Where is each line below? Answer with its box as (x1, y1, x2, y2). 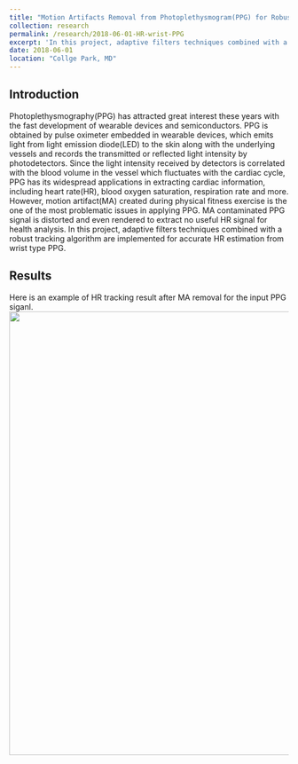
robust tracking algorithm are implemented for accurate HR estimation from (9, 232, 285, 244)
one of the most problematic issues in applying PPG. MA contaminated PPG (9, 205, 286, 216)
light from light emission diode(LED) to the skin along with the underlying (9, 138, 276, 149)
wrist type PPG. (9, 242, 67, 253)
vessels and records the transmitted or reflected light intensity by (9, 148, 248, 159)
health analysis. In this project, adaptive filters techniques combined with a (9, 224, 282, 234)
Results (9, 268, 52, 284)
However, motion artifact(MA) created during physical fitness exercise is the (9, 195, 287, 206)
